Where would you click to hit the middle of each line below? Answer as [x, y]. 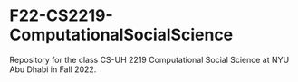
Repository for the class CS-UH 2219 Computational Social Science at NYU [149, 59]
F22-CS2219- [61, 16]
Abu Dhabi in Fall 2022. [53, 69]
